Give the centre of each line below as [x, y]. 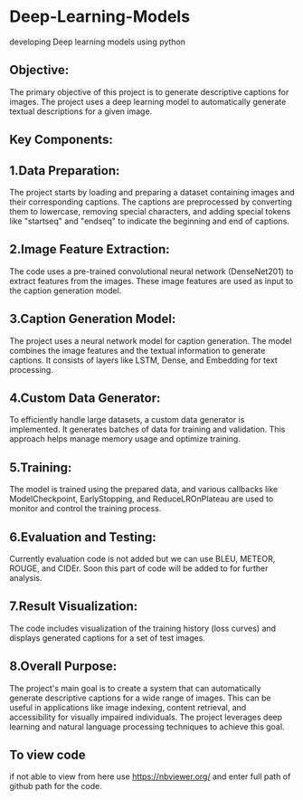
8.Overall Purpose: [63, 667]
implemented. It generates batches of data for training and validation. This [147, 429]
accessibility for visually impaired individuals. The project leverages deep [146, 717]
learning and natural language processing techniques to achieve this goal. [147, 727]
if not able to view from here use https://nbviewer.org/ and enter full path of [150, 776]
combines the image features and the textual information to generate [137, 350]
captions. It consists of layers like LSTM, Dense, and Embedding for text [143, 360]
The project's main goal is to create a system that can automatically [135, 688]
